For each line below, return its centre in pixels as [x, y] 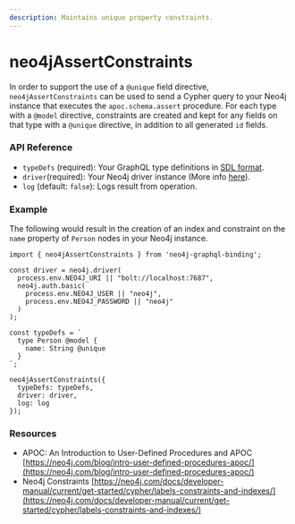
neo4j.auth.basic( [52, 286]
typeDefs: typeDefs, [55, 388]
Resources [33, 434]
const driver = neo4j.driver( [66, 270]
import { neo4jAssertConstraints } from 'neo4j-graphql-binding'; [135, 255]
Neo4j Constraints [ [58, 482]
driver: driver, [47, 396]
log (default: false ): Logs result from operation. [110, 186]
